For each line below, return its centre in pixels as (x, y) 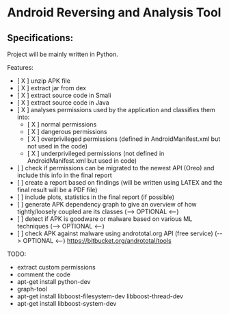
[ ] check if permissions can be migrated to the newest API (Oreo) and (116, 168)
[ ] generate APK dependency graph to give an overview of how (107, 204)
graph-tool (32, 289)
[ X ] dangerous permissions (67, 132)
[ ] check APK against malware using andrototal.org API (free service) (115, 233)
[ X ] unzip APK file (43, 81)
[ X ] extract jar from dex (52, 88)
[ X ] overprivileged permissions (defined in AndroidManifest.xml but (124, 139)
